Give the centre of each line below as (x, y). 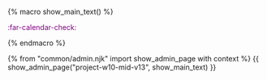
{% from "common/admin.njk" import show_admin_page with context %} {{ (133, 59)
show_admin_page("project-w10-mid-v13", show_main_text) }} (112, 67)
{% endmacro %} (37, 43)
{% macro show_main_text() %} (61, 12)
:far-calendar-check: (42, 27)
